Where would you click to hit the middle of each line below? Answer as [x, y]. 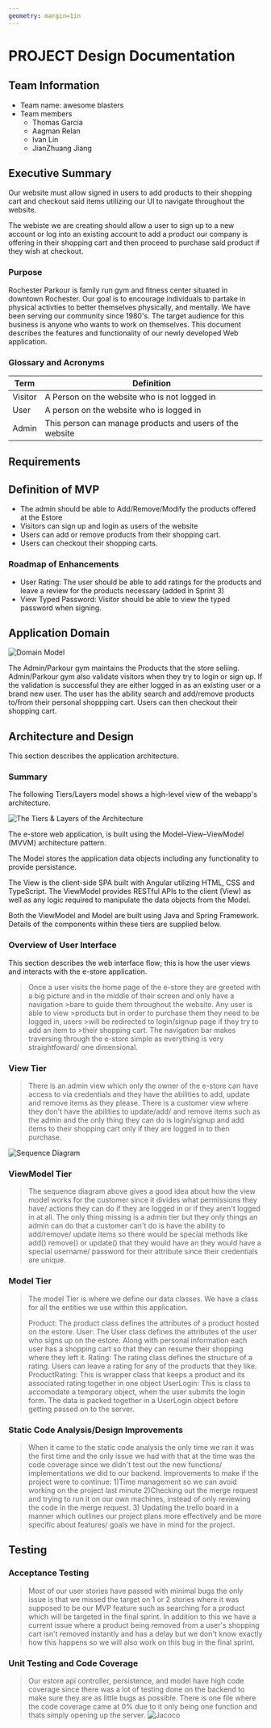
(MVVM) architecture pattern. [57, 843]
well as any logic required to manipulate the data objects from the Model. [130, 900]
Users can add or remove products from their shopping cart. [120, 535]
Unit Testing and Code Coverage [73, 1663]
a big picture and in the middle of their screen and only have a [131, 996]
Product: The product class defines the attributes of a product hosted [144, 1323]
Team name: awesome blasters [72, 105]
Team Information [54, 86]
